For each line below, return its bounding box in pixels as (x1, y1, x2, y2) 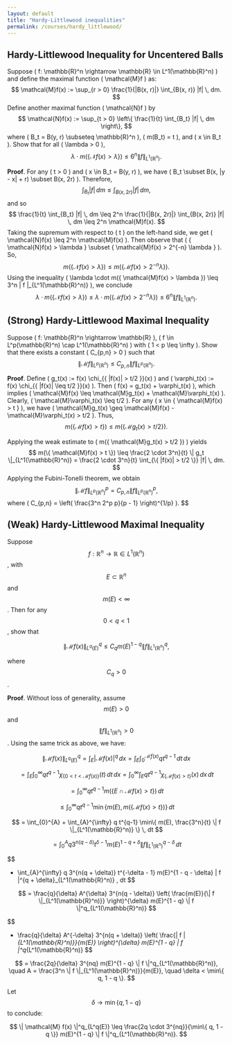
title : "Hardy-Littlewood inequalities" (7, 17, 126, 24)
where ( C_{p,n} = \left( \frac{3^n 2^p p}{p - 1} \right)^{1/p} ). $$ (7, 498, 189, 507)
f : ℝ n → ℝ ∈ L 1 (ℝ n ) (88, 548, 145, 558)
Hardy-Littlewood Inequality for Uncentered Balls (7, 49, 224, 60)
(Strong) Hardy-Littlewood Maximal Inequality (7, 315, 210, 327)
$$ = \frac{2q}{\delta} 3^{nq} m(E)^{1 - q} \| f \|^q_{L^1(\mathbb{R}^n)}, (15, 960, 218, 968)
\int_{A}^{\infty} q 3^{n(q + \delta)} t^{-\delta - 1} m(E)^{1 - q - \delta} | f (17, 869, 222, 877)
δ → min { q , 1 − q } (91, 998, 142, 1007)
